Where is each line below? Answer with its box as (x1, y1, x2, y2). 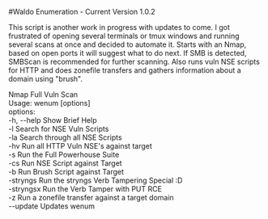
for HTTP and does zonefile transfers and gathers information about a (8, 65, 241, 75)
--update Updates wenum (8, 201, 96, 211)
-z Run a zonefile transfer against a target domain (8, 193, 174, 202)
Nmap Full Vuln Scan (8, 90, 79, 99)
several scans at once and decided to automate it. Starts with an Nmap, (8, 40, 247, 49)
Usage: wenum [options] (8, 99, 91, 107)
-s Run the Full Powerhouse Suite (8, 150, 120, 159)
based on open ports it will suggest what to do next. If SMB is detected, (8, 48, 247, 57)
